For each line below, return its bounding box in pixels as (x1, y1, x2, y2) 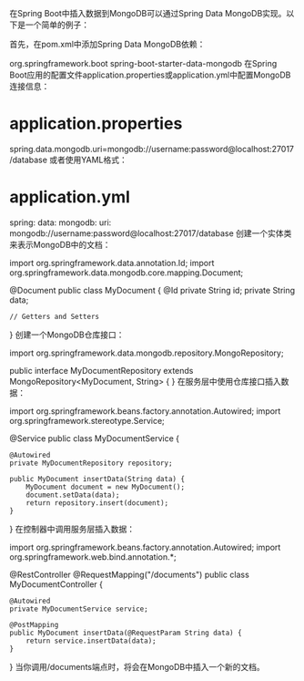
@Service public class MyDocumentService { (9, 432, 180, 444)
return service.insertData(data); (25, 636, 157, 645)
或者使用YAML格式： (49, 154, 127, 165)
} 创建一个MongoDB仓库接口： (9, 329, 125, 340)
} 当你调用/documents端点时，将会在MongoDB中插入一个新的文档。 (9, 661, 266, 672)
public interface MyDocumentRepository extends (9, 365, 194, 376)
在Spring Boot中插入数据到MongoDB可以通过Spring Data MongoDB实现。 (9, 8, 287, 18)
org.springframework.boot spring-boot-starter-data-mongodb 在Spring (9, 58, 278, 68)
